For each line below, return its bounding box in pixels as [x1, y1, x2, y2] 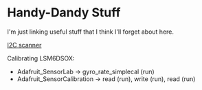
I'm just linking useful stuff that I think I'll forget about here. [7, 27, 174, 36]
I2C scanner [7, 41, 42, 49]
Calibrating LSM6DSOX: [7, 54, 75, 63]
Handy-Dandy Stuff [7, 5, 121, 21]
